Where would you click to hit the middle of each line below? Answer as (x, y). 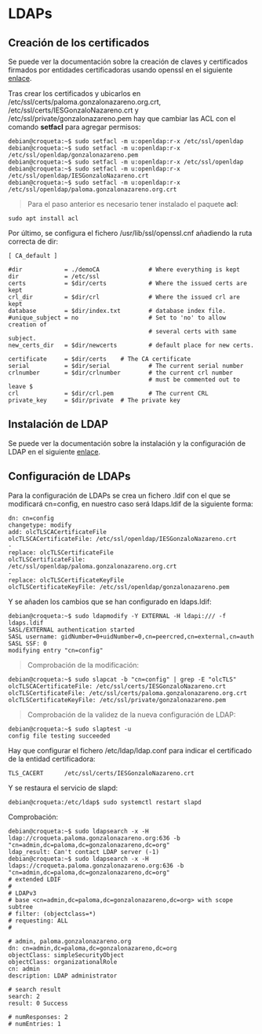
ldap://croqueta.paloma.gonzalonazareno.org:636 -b (94, 838)
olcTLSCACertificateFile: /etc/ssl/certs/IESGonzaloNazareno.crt (117, 686)
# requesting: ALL (38, 921)
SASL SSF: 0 (27, 643)
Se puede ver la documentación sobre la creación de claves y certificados (128, 61)
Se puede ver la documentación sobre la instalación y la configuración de (127, 443)
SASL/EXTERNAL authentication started (71, 630)
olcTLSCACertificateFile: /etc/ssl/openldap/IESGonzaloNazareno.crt (122, 539)
